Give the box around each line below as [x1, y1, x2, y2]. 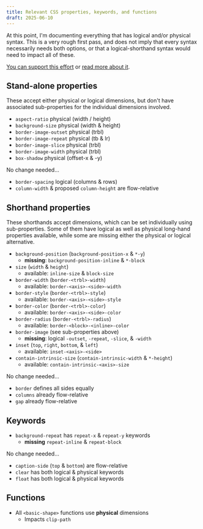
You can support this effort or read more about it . [6, 63, 130, 70]
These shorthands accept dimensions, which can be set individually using [6, 219, 193, 226]
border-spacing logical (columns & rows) [15, 178, 118, 186]
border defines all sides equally [15, 384, 94, 392]
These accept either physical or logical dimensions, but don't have [6, 97, 174, 104]
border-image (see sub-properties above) [15, 329, 119, 336]
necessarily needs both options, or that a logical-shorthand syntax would [6, 44, 191, 52]
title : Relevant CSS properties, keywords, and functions [6, 9, 157, 15]
